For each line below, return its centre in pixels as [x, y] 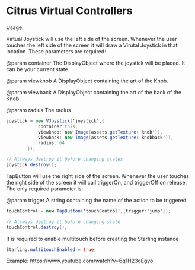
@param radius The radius [39, 110]
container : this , [58, 126]
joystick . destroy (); [32, 165]
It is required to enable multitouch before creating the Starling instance [92, 239]
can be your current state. [38, 69]
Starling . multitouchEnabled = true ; [51, 250]
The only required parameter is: [45, 189]
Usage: [15, 27]
